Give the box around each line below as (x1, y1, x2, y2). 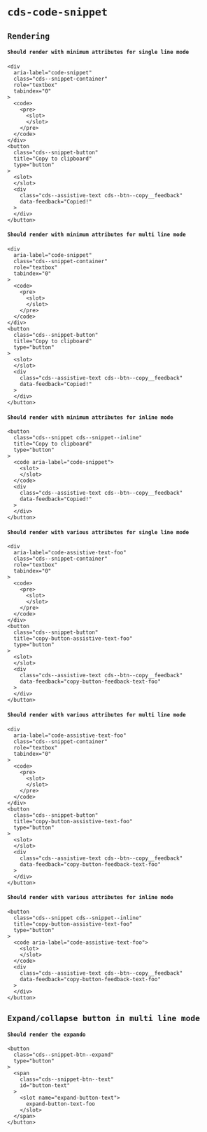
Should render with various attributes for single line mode (7, 528, 190, 535)
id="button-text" (20, 1082, 71, 1089)
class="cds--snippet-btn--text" (20, 1076, 114, 1083)
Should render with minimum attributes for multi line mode (7, 231, 187, 239)
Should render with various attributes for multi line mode (7, 711, 187, 718)
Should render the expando (7, 1031, 86, 1038)
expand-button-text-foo (25, 1100, 96, 1107)
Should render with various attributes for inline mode (7, 894, 173, 901)
